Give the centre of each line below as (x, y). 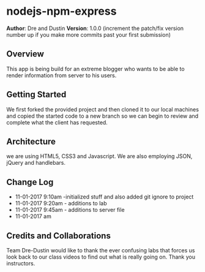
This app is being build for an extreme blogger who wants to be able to (95, 69)
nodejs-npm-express (61, 11)
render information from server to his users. (61, 75)
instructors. (21, 263)
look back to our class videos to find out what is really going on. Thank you (101, 257)
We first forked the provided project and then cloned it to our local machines (102, 109)
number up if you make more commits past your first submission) (89, 34)
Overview (25, 54)
